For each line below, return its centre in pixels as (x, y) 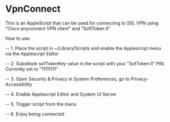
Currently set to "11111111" (32, 69)
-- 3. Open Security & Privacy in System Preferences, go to (68, 79)
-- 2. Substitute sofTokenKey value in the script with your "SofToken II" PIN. (85, 63)
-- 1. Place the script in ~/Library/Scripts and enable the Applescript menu (83, 48)
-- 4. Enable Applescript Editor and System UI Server (61, 94)
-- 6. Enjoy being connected (35, 114)
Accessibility (19, 84)
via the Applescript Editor (32, 54)
